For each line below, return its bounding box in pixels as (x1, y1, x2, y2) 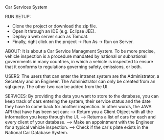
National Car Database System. (5, 130, 69, 135)
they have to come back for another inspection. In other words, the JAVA (5, 104, 152, 109)
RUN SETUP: (5, 14, 31, 19)
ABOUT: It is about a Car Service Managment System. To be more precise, (5, 48, 155, 54)
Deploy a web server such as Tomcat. (12, 34, 89, 39)
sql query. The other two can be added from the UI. (5, 84, 109, 90)
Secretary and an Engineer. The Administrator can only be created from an (5, 78, 156, 84)
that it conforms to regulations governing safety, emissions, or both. (5, 64, 142, 70)
